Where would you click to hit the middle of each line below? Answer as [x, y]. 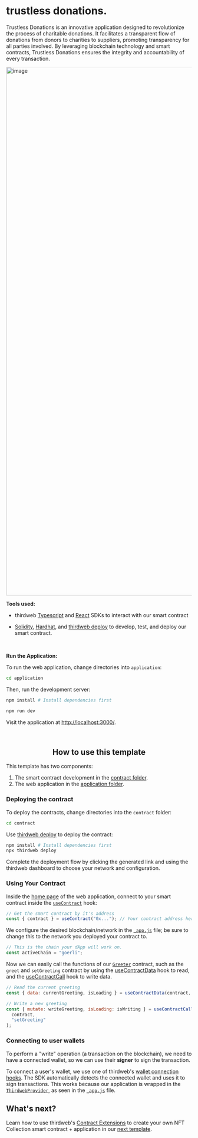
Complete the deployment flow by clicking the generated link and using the [97, 862]
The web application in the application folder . [70, 784]
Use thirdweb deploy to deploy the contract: [60, 834]
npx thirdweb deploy [32, 851]
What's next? [31, 1108]
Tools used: [21, 604]
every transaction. [28, 58]
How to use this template [99, 752]
